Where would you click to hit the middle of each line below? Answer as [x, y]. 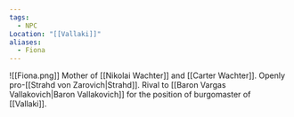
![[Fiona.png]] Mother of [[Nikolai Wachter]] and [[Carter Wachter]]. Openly [147, 75]
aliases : [25, 42]
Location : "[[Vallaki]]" [55, 34]
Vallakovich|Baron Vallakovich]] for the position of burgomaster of [130, 95]
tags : [19, 17]
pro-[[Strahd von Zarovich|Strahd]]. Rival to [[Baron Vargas [118, 85]
